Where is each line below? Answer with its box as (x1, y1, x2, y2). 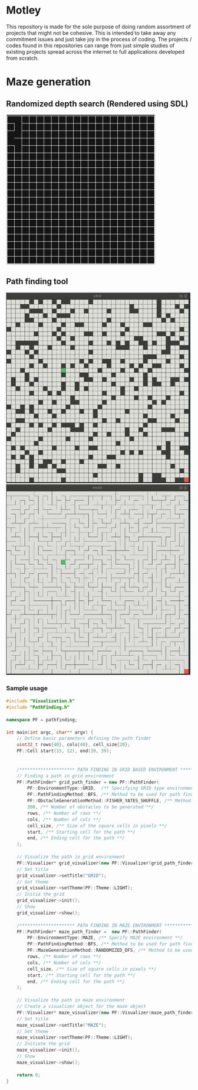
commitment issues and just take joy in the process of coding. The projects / (6, 35, 192, 43)
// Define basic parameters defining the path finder (16, 736, 151, 741)
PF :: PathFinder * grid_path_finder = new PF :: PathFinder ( (16, 779, 160, 785)
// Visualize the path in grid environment (16, 854, 126, 860)
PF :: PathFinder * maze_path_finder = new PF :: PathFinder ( (16, 929, 162, 935)
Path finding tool (6, 276, 68, 287)
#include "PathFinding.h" (6, 704, 70, 711)
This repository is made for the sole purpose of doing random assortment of (6, 23, 192, 30)
